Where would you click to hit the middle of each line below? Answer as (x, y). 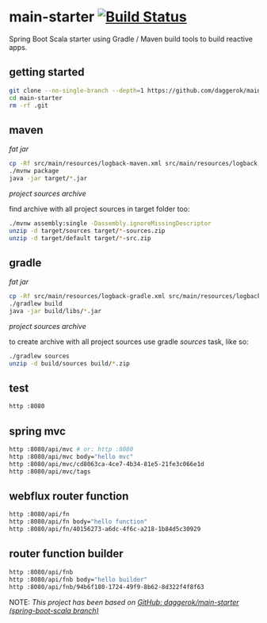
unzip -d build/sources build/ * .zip (69, 363)
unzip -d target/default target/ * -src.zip (80, 238)
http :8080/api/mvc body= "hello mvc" (71, 457)
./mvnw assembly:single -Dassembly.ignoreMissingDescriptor (111, 223)
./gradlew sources (39, 356)
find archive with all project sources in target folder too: (99, 208)
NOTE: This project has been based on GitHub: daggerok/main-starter (124, 602)
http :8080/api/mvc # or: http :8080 (71, 449)
